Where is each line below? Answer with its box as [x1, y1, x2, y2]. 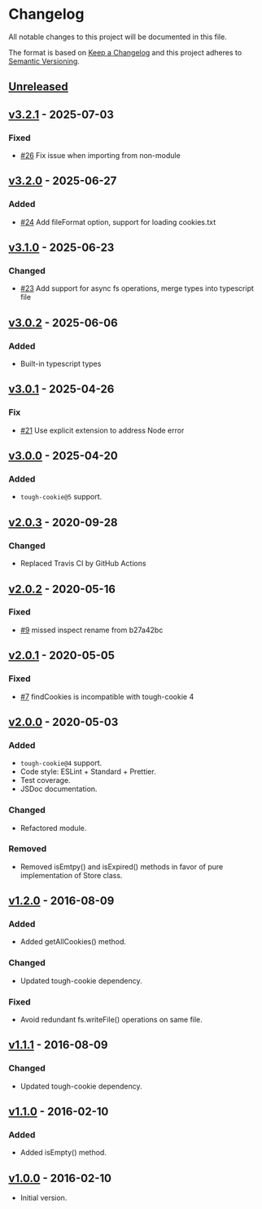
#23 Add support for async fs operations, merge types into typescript [20, 284, 255, 293]
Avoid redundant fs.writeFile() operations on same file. [20, 1015, 203, 1025]
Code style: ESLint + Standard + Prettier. [20, 767, 156, 776]
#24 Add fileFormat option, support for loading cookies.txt [20, 217, 216, 226]
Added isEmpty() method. [20, 1148, 107, 1158]
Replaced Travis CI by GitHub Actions [20, 559, 146, 569]
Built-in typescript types [20, 359, 102, 369]
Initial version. [20, 1193, 68, 1202]
